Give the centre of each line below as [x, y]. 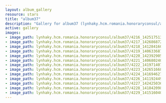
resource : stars [22, 14]
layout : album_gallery [28, 10]
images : [13, 33]
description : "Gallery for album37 [42, 24]
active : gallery [22, 28]
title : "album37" [23, 19]
